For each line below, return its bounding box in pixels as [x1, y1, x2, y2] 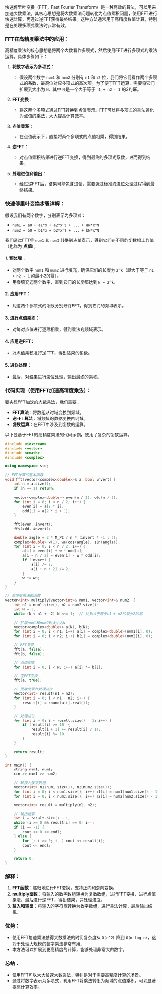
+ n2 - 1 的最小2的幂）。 [12, 273, 62, 279]
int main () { [5, 763, 32, 768]
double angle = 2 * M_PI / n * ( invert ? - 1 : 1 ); [14, 535, 118, 540]
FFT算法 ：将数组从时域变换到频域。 [12, 409, 84, 415]
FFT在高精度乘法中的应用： [5, 35, 69, 42]
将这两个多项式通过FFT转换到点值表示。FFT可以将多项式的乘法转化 [19, 107, 154, 113]
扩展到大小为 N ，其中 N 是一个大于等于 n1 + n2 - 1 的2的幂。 [19, 86, 142, 92]
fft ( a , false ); [14, 647, 45, 652]
